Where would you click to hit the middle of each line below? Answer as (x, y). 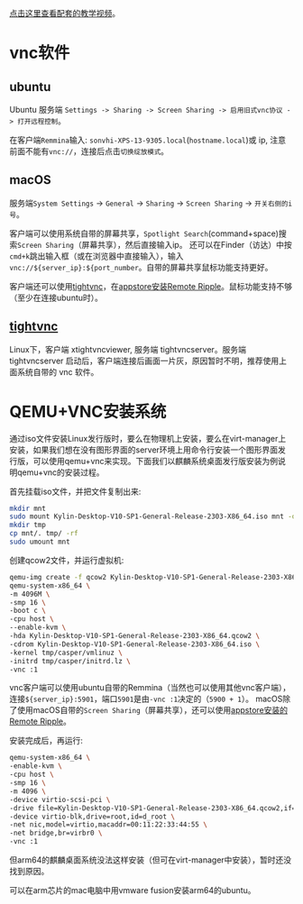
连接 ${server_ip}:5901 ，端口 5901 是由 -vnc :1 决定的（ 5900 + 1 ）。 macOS (146, 699)
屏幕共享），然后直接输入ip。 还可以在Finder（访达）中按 (187, 244)
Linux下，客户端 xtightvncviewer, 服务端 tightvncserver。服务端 (128, 349)
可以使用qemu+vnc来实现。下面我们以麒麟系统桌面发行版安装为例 (156, 461)
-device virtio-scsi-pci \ (60, 799)
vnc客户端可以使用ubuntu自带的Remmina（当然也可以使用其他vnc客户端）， (150, 688)
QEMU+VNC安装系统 (88, 411)
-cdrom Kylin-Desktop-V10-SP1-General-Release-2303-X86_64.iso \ (134, 644)
